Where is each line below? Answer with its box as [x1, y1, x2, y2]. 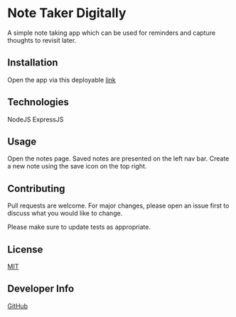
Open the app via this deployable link [7, 75, 116, 84]
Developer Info [7, 283, 75, 295]
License [7, 243, 43, 255]
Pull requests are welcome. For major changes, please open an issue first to [7, 201, 230, 210]
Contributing [7, 183, 65, 195]
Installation [7, 57, 58, 69]
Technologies [7, 96, 70, 108]
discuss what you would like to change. [7, 209, 123, 217]
